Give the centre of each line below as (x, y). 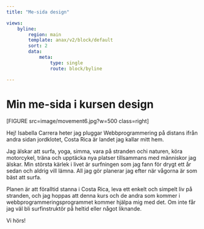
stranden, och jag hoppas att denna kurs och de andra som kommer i (93, 196)
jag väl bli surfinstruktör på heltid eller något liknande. (74, 209)
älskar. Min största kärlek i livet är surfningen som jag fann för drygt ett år (99, 164)
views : (15, 23)
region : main (45, 34)
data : (35, 52)
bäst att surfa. (24, 178)
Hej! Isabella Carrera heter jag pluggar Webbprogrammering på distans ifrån (102, 133)
